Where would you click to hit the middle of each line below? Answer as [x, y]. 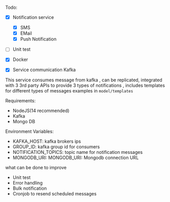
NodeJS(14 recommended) [41, 111]
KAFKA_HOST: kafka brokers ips [47, 141]
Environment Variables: [30, 131]
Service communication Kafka [44, 70]
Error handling [27, 183]
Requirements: [20, 101]
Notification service [33, 17]
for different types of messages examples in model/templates [69, 91]
